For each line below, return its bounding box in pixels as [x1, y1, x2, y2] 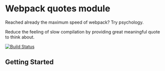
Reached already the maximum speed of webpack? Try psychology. [5, 19, 144, 25]
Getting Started [5, 58, 54, 67]
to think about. [5, 34, 35, 40]
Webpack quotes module [5, 3, 110, 14]
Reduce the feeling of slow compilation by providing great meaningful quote [5, 29, 160, 35]
